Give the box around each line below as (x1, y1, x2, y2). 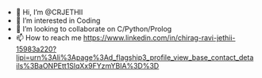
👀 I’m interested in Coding (15, 16, 101, 25)
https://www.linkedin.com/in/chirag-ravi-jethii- (83, 33, 236, 43)
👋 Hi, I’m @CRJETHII (15, 8, 83, 17)
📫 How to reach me (15, 33, 82, 43)
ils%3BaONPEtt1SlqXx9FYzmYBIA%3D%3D (15, 61, 160, 70)
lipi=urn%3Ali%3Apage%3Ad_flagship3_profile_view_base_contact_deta (15, 53, 254, 62)
